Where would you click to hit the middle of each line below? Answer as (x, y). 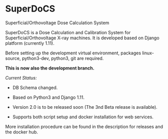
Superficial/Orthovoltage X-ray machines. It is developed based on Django (82, 38)
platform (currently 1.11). (30, 43)
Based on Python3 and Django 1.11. (48, 97)
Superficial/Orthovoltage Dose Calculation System (57, 23)
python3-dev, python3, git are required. (63, 58)
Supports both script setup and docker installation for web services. (83, 117)
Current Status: (21, 78)
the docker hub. (22, 132)
